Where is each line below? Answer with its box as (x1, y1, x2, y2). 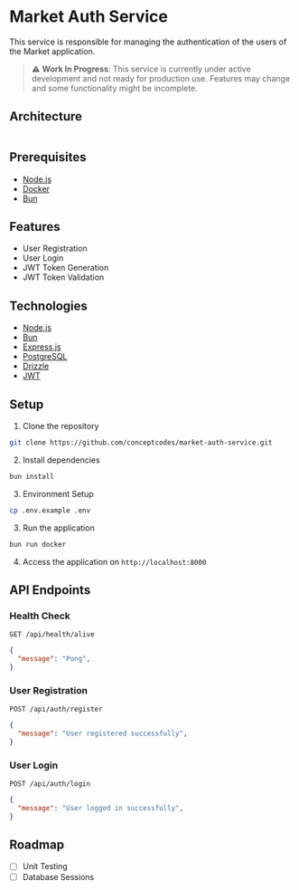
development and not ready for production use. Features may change (31, 72, 291, 83)
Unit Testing (22, 861, 68, 872)
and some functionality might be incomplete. (31, 82, 199, 93)
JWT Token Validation (22, 272, 105, 282)
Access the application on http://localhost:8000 (22, 556, 207, 567)
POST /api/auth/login (9, 780, 91, 789)
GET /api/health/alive (9, 630, 95, 639)
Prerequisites (9, 149, 87, 165)
